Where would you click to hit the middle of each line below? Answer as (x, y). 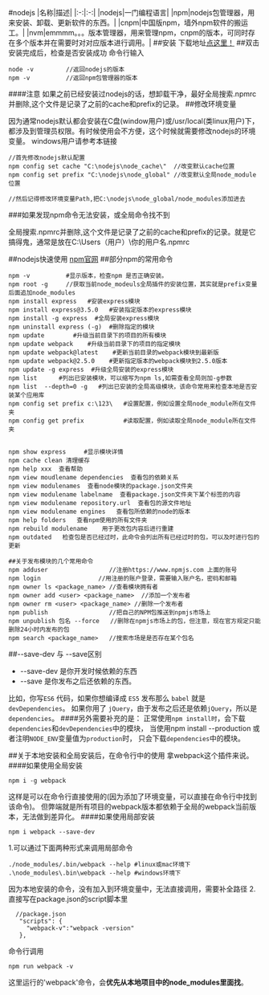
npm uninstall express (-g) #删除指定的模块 (82, 327)
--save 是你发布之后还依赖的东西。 (78, 681)
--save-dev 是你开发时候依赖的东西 (79, 671)
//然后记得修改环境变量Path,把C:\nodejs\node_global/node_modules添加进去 (127, 199)
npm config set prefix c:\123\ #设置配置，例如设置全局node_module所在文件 (132, 404)
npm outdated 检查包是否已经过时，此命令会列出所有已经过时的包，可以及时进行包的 (134, 537)
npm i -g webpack (37, 781)
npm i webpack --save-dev (51, 832)
